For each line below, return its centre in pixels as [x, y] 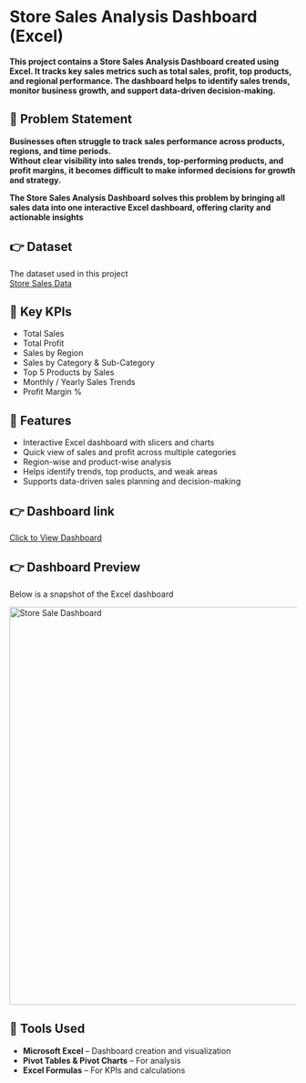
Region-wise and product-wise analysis [97, 462]
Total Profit [43, 343]
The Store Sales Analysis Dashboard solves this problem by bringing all [147, 197]
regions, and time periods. [61, 151]
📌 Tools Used [47, 1029]
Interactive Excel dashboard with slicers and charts [118, 443]
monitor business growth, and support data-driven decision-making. [143, 90]
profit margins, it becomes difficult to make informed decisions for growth [153, 170]
